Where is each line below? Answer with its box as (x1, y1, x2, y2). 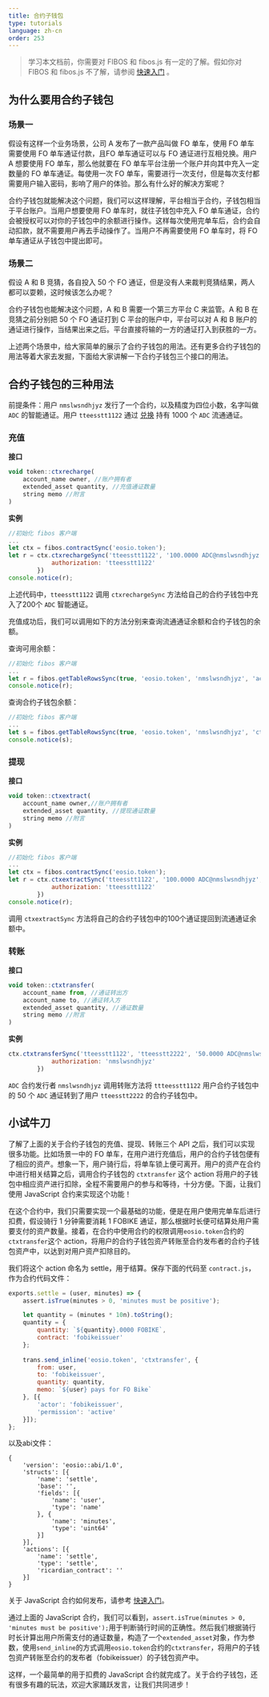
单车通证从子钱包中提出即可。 (8, 236, 106, 245)
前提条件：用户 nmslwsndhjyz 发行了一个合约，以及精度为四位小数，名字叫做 (8, 400, 259, 410)
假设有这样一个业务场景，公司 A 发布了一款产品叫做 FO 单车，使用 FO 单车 (8, 138, 255, 148)
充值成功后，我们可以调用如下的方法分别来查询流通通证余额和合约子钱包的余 (8, 616, 261, 626)
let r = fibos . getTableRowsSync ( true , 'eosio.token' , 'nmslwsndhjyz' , (8, 674, 249, 682)
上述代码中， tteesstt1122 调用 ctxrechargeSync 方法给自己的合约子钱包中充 (8, 589, 259, 599)
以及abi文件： (8, 1438, 54, 1448)
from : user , (37, 1364, 78, 1372)
